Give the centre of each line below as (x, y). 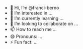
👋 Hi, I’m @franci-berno (34, 8)
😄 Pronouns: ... (26, 36)
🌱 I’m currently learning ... (37, 18)
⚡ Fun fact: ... (24, 42)
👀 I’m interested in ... (31, 13)
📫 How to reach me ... (33, 29)
